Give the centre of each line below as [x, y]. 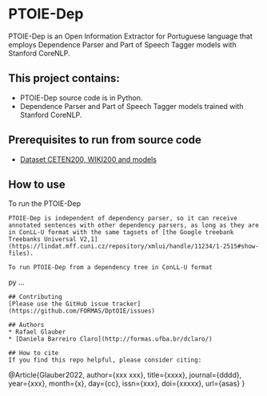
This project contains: [64, 78]
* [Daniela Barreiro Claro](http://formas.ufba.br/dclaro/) [111, 339]
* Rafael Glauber [37, 332]
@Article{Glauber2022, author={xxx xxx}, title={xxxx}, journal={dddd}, [125, 375]
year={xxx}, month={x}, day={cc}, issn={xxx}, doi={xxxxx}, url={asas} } [127, 384]
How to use [37, 184]
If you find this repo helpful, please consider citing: [105, 360]
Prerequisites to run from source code [105, 140]
